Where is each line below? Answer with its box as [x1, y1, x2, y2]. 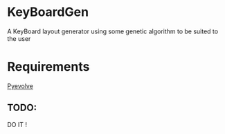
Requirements [7, 59, 90, 75]
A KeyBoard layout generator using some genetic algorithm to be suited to [7, 27, 219, 35]
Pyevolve [7, 81, 33, 90]
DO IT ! [7, 120, 28, 128]
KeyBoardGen [7, 4, 89, 20]
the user [7, 34, 31, 42]
